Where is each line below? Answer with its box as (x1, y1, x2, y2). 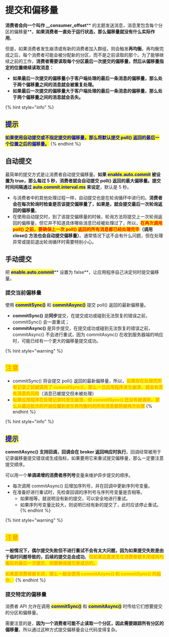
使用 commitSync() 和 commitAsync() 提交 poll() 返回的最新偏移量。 (5, 302, 149, 308)
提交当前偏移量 (5, 289, 42, 297)
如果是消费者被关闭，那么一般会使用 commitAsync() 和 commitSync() (5, 571, 151, 577)
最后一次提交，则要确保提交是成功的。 (18, 560, 98, 566)
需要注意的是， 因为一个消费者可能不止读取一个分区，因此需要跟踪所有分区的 (5, 620, 164, 626)
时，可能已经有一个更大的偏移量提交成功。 (12, 337, 101, 343)
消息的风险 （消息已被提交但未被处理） (17, 390, 97, 396)
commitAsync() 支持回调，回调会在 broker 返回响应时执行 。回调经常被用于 (5, 449, 161, 455)
